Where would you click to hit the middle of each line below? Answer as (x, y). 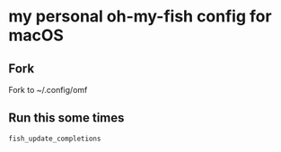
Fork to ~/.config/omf (48, 90)
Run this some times (66, 118)
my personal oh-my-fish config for (140, 17)
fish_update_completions (55, 139)
